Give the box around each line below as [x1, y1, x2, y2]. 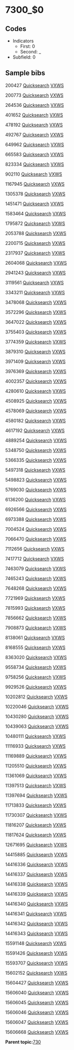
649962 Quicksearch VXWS [5, 141, 64, 148]
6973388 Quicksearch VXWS [5, 516, 67, 522]
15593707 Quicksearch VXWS [5, 960, 68, 966]
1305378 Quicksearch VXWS [5, 190, 66, 197]
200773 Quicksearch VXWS [5, 92, 64, 98]
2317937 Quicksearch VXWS [5, 250, 65, 256]
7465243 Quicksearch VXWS [5, 575, 66, 581]
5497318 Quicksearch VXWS [5, 467, 66, 473]
